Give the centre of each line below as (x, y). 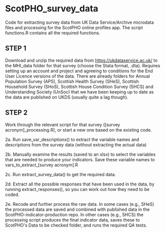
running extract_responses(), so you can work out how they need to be (77, 189)
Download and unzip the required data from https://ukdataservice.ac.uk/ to (82, 60)
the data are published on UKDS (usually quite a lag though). (67, 97)
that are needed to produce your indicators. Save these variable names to (80, 159)
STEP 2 (17, 113)
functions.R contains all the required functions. (53, 33)
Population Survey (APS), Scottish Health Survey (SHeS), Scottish (72, 81)
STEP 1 (16, 48)
